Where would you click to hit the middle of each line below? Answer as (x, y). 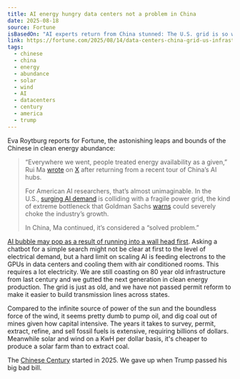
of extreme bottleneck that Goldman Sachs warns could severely (120, 206)
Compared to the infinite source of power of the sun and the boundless (112, 308)
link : (15, 41)
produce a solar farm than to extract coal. (69, 346)
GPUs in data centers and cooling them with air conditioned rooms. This (113, 264)
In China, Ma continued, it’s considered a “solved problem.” (112, 227)
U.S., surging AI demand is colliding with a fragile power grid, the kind (127, 198)
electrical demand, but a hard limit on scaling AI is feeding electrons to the (117, 256)
